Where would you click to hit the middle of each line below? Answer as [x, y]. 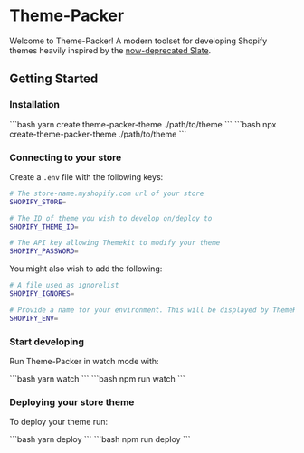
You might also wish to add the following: [86, 269]
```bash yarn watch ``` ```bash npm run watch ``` [97, 378]
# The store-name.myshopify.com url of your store [107, 193]
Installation [35, 105]
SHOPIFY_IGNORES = [42, 294]
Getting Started [54, 79]
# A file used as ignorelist [64, 286]
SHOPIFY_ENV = [34, 318]
